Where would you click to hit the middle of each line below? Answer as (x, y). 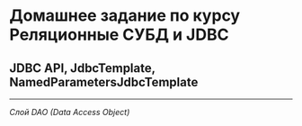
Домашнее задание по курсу (125, 16)
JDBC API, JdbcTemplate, (82, 68)
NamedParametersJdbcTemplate (104, 82)
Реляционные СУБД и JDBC (119, 35)
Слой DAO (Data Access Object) (70, 112)
